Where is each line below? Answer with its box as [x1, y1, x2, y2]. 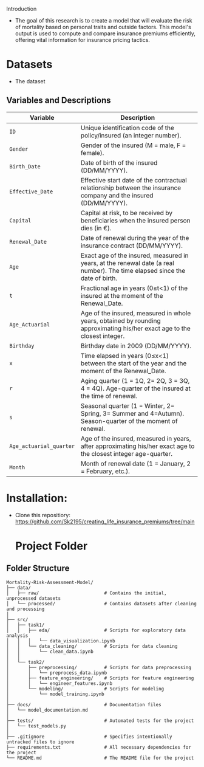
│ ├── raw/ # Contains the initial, [6, 590, 167, 596]
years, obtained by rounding [80, 316, 161, 325]
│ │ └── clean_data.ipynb [6, 648, 94, 655]
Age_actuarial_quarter [9, 442, 75, 449]
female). [80, 148, 104, 157]
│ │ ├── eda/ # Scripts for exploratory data [6, 627, 186, 633]
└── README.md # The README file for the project [6, 755, 194, 761]
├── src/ [6, 616, 29, 622]
